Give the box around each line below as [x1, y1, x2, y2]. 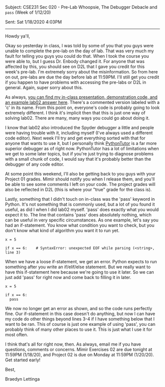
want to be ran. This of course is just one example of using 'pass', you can [5, 321, 156, 327]
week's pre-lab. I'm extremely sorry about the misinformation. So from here [5, 69, 158, 74]
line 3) [5, 250, 21, 255]
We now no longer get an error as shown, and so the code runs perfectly [5, 306, 152, 311]
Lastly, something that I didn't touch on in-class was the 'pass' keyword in [5, 196, 155, 202]
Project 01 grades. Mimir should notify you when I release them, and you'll [5, 176, 155, 182]
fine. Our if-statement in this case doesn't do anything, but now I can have [5, 311, 156, 317]
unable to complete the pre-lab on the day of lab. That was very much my [5, 48, 154, 54]
